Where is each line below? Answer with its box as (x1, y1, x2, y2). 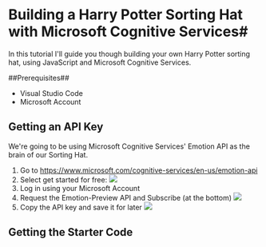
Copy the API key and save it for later (19, 202, 142, 212)
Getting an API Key (8, 120, 104, 133)
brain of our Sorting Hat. (8, 149, 89, 159)
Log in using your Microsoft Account (19, 183, 141, 193)
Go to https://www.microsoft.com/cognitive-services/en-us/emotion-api (19, 165, 258, 175)
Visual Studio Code (19, 88, 84, 98)
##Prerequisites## (8, 73, 69, 82)
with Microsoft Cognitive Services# (8, 22, 248, 41)
